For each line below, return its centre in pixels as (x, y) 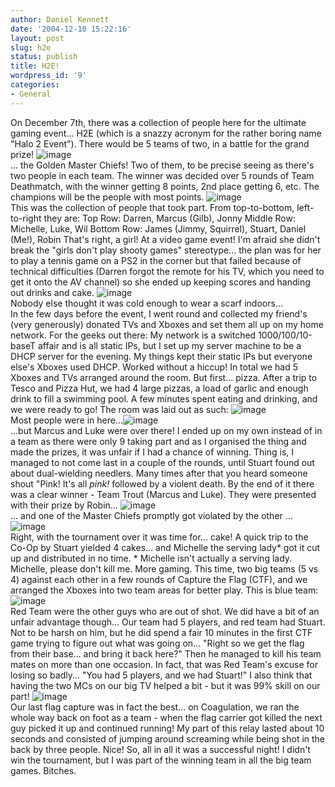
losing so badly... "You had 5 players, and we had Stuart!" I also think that (161, 675)
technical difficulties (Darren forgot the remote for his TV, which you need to (167, 271)
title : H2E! (35, 66)
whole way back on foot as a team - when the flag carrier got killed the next (166, 717)
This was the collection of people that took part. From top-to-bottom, (152, 207)
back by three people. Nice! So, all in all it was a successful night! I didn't (160, 749)
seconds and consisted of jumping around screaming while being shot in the (168, 738)
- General (31, 94)
